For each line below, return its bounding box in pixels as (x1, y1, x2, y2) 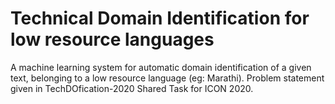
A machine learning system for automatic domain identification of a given (10, 61, 312, 73)
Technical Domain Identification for (10, 7, 310, 30)
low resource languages (10, 28, 215, 51)
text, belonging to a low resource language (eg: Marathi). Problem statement (10, 72, 325, 84)
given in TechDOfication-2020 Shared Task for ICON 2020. (10, 82, 254, 94)
